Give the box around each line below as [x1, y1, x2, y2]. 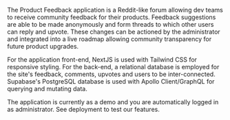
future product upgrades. [7, 43, 79, 50]
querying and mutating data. [7, 85, 87, 93]
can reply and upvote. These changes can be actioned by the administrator [7, 27, 220, 36]
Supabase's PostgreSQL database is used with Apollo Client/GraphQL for [7, 77, 215, 85]
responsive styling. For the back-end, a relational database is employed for [7, 63, 220, 71]
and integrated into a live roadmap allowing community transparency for [7, 35, 212, 43]
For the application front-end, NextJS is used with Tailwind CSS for [7, 56, 198, 64]
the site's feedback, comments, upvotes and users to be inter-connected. [7, 70, 216, 78]
